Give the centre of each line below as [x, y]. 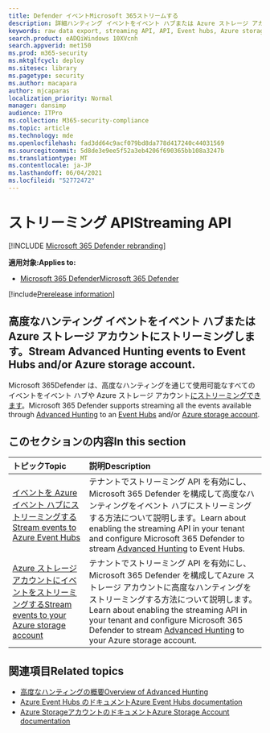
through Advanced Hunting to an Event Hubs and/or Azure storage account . [134, 414]
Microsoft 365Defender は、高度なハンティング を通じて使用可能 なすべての [132, 385]
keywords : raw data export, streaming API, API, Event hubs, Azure [124, 31]
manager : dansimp [37, 106]
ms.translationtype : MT [48, 158]
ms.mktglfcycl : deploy [46, 61]
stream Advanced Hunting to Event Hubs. [167, 549]
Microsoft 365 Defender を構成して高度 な [168, 494]
